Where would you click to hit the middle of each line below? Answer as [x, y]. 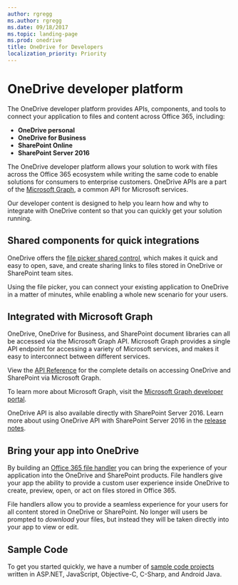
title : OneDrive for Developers [55, 47]
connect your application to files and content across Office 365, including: [116, 116]
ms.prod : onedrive [35, 41]
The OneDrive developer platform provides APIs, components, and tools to [117, 108]
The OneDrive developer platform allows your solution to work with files [113, 166]
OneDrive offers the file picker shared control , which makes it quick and [113, 258]
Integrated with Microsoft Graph [80, 317]
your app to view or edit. [43, 527]
